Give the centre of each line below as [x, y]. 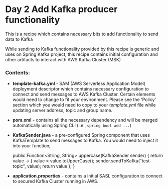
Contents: [18, 72]
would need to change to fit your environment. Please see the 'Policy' [84, 100]
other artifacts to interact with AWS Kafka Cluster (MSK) [63, 59]
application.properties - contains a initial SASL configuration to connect [88, 176]
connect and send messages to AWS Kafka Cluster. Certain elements [84, 94]
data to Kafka [19, 39]
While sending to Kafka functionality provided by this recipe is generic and [82, 49]
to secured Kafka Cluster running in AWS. [55, 181]
